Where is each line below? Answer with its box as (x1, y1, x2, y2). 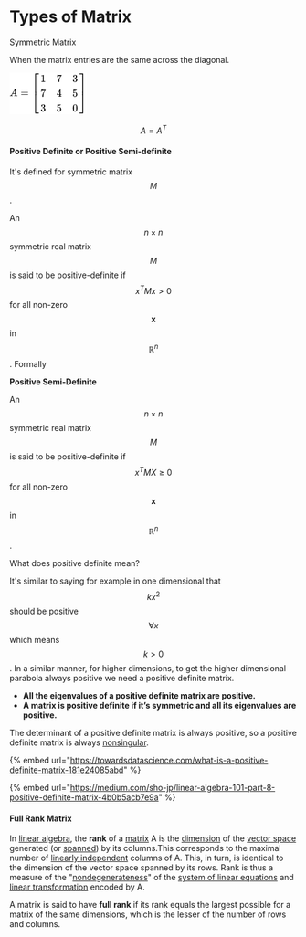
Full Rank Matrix (9, 813, 72, 824)
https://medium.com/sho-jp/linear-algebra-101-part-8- (69, 783, 276, 794)
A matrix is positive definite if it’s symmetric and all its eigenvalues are (22, 700, 297, 711)
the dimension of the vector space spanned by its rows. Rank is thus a (9, 862, 274, 873)
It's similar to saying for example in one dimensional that (9, 575, 221, 586)
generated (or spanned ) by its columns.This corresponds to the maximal (9, 843, 281, 854)
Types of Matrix (9, 6, 132, 27)
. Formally (9, 359, 47, 370)
